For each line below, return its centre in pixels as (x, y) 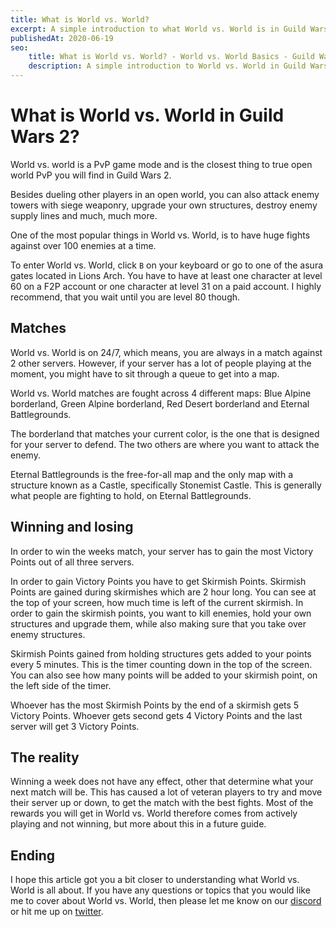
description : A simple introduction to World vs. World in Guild (167, 66)
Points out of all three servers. (72, 562)
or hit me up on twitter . (57, 912)
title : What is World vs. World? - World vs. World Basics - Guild (171, 57)
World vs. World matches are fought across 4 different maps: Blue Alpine (161, 393)
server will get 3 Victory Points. (75, 726)
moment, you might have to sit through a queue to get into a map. (145, 373)
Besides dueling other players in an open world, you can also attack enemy (165, 194)
